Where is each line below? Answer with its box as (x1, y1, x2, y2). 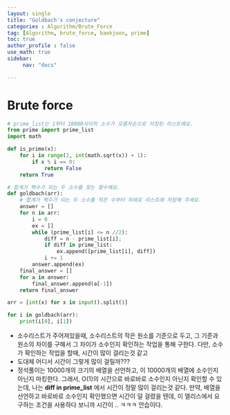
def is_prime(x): (7, 146, 57, 153)
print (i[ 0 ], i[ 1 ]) (19, 318, 73, 325)
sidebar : (7, 55, 32, 62)
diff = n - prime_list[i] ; (44, 235, 122, 242)
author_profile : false (7, 42, 76, 49)
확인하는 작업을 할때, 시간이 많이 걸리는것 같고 (24, 349, 148, 357)
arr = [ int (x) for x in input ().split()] (7, 299, 128, 306)
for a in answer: (19, 274, 70, 281)
